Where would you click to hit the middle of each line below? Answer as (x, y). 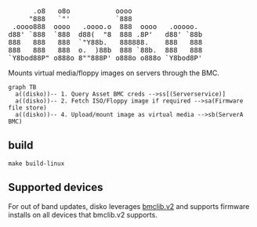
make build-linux (36, 164)
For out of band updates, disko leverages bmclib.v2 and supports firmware (129, 206)
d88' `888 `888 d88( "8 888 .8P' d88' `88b (105, 34)
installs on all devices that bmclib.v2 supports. (83, 214)
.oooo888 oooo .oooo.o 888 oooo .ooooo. (105, 27)
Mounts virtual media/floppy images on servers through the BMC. (114, 73)
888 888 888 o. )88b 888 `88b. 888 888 (105, 50)
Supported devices (56, 187)
